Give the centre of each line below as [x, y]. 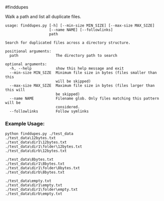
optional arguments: [26, 64]
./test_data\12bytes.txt [30, 138]
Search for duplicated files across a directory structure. [68, 43]
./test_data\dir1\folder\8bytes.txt [42, 168]
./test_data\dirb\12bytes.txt [36, 151]
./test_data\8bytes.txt [29, 160]
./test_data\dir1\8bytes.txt [35, 164]
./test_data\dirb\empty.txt [34, 194]
